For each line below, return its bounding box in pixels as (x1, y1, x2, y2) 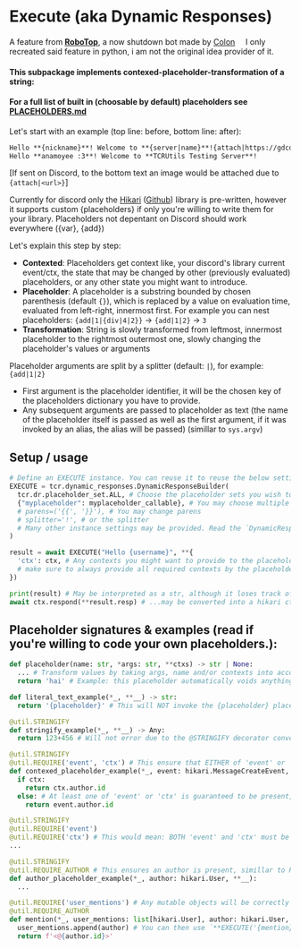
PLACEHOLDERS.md (9, 106, 87, 117)
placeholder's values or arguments (21, 343, 151, 355)
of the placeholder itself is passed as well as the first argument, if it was (21, 415, 287, 425)
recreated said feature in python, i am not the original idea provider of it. (9, 46, 274, 56)
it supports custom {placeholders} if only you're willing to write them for (9, 204, 274, 215)
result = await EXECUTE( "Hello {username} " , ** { (9, 548, 194, 557)
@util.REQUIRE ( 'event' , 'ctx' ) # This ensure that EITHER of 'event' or (9, 758, 286, 767)
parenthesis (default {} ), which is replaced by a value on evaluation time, (21, 295, 291, 306)
